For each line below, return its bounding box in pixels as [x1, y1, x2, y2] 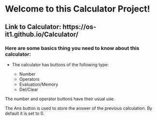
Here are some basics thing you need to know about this [5, 45, 140, 51]
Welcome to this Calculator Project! [5, 3, 150, 15]
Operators [19, 76, 40, 82]
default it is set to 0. [5, 110, 44, 116]
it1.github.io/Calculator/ [5, 30, 79, 38]
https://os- [62, 23, 97, 31]
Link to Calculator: [5, 23, 61, 31]
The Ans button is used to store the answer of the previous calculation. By [5, 105, 153, 111]
